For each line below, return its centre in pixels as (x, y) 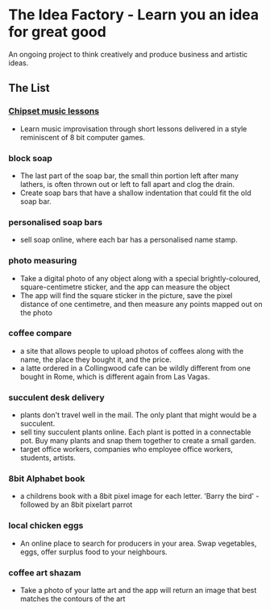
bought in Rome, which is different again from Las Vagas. (115, 376)
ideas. (19, 63)
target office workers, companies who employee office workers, (127, 450)
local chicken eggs (46, 525)
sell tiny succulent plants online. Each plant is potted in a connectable (135, 432)
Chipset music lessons (54, 111)
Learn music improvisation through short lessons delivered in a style (133, 129)
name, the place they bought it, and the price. (96, 359)
